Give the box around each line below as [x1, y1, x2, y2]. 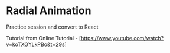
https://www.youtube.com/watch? [80, 34, 164, 41]
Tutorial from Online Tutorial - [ [6, 34, 81, 41]
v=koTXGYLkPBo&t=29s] [6, 41, 67, 48]
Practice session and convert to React [6, 23, 99, 30]
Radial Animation [6, 4, 91, 17]
